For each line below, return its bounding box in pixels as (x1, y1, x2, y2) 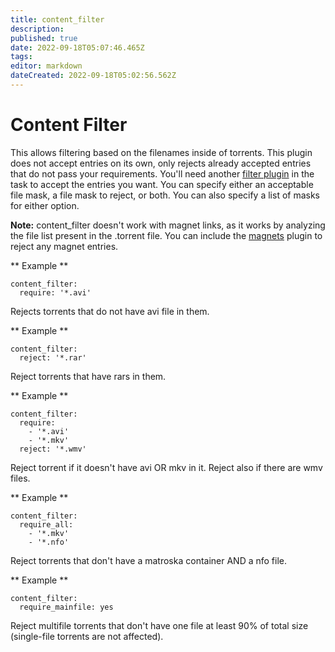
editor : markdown (10, 61, 83, 71)
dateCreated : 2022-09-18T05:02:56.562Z (10, 71, 177, 81)
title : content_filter (10, 14, 105, 25)
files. (10, 472, 31, 484)
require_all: (19, 519, 74, 530)
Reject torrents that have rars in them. (10, 370, 167, 382)
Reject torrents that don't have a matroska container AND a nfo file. (10, 554, 288, 566)
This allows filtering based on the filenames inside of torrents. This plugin (10, 146, 313, 158)
